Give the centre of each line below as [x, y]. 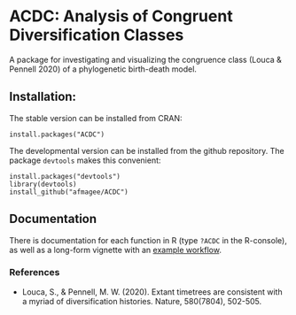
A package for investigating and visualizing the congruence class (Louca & [145, 59]
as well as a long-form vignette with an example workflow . [115, 250]
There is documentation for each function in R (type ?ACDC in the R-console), [148, 240]
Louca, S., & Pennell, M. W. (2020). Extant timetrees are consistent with [152, 292]
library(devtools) [43, 184]
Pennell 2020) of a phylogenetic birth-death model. [103, 69]
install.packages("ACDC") [57, 134]
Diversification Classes [97, 35]
